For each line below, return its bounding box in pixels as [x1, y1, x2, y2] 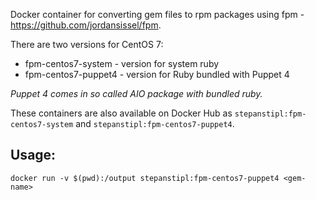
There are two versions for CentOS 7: [10, 39, 164, 50]
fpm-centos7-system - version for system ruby [24, 58, 220, 69]
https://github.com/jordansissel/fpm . [10, 19, 162, 31]
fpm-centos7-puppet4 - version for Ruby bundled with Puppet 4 [24, 69, 290, 80]
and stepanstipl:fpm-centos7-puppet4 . [75, 118, 235, 129]
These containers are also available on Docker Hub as [10, 107, 233, 119]
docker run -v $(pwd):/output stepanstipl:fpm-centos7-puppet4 [10, 173, 280, 183]
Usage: [10, 147, 57, 164]
